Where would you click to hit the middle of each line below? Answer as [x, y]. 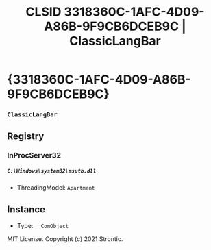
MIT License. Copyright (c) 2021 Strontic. [65, 239]
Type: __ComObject [43, 226]
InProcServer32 [34, 155]
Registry [26, 136]
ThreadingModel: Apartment [56, 188]
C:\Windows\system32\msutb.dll [52, 171]
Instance [26, 209]
